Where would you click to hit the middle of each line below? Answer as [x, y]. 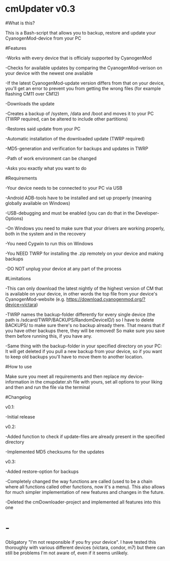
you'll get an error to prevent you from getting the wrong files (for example [83, 88]
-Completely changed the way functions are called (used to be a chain [79, 481]
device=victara [21, 304]
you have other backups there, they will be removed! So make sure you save [85, 331]
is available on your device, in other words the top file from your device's [81, 293]
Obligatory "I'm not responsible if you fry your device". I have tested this [81, 542]
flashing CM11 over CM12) [32, 94]
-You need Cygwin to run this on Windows [49, 243]
